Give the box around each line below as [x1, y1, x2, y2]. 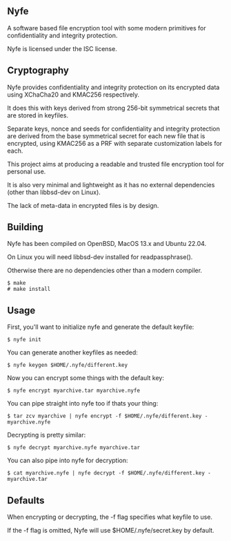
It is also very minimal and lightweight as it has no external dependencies [7, 180, 215, 189]
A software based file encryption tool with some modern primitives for [7, 23, 206, 32]
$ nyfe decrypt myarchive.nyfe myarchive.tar [7, 444, 140, 451]
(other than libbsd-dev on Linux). [7, 188, 101, 196]
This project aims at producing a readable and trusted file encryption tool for [7, 160, 225, 168]
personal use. [7, 167, 46, 175]
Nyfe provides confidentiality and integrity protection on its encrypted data [7, 83, 220, 91]
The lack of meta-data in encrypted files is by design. [7, 201, 159, 209]
